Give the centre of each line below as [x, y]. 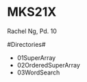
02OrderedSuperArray [49, 65]
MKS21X [32, 12]
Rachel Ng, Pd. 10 [32, 31]
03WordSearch [38, 72]
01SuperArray [36, 58]
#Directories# [26, 44]
